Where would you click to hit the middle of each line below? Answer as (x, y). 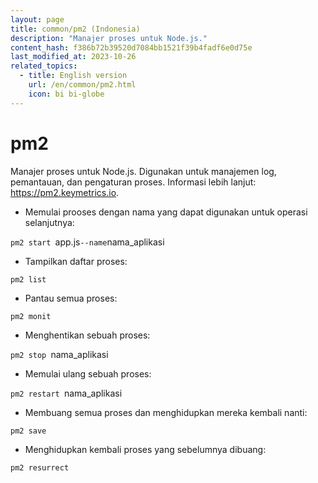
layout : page (37, 19)
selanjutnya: (49, 222)
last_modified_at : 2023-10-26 (73, 57)
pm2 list (28, 279)
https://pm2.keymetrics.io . (65, 192)
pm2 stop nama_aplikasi (59, 354)
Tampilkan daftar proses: (76, 261)
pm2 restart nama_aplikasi (66, 393)
